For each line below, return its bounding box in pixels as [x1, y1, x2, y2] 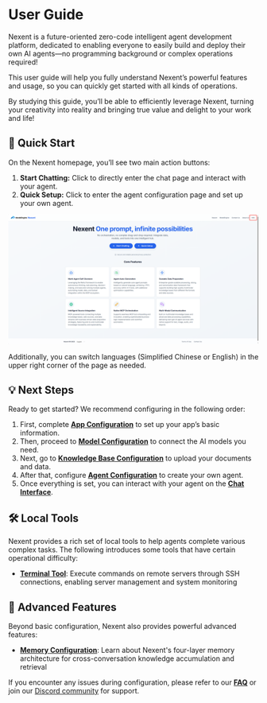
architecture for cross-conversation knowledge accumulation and [19, 654, 234, 663]
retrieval [19, 662, 48, 672]
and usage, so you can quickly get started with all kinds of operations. [8, 81, 238, 91]
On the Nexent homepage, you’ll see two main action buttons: [8, 157, 211, 167]
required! [8, 57, 38, 67]
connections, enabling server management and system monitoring [19, 577, 238, 587]
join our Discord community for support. [8, 686, 140, 696]
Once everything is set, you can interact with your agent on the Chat [19, 479, 245, 488]
